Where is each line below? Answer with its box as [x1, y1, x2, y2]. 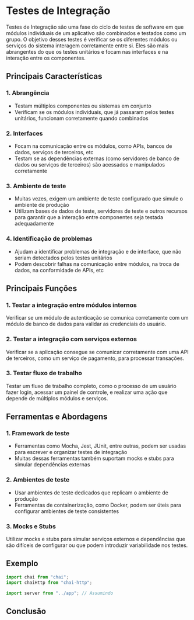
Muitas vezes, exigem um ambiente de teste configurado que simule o [14, 195, 184, 202]
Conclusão [6, 606, 47, 616]
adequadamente [14, 220, 54, 227]
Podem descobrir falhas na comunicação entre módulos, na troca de [14, 260, 179, 267]
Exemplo [6, 559, 38, 569]
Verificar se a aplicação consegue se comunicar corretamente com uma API [6, 348, 189, 355]
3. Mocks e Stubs [6, 522, 57, 530]
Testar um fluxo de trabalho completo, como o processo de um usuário [6, 382, 177, 389]
